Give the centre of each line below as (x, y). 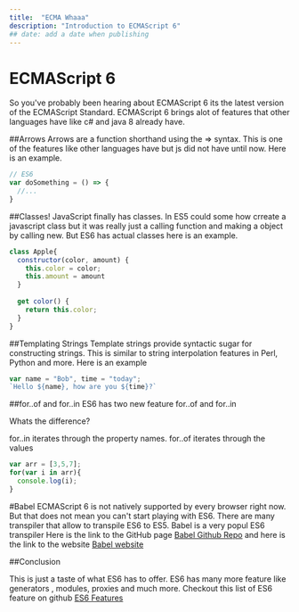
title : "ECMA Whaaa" (49, 17)
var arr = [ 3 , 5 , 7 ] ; (45, 465)
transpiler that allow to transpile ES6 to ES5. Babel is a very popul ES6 (137, 525)
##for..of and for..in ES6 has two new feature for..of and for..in (123, 404)
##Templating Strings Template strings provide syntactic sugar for (131, 343)
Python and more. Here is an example (78, 362)
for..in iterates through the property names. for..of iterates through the (137, 439)
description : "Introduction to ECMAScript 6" (95, 26)
